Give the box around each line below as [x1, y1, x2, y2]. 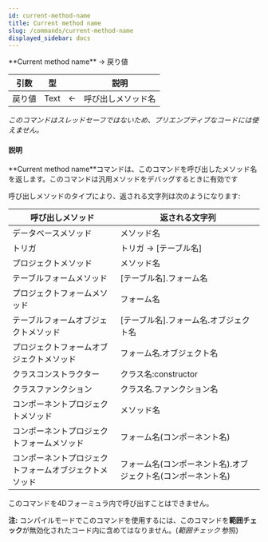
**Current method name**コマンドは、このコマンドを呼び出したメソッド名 [8, 165, 258, 174]
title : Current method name [8, 19, 102, 27]
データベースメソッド [12, 228, 93, 239]
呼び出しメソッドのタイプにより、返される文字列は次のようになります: [8, 191, 241, 201]
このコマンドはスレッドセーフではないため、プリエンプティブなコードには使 [8, 115, 259, 125]
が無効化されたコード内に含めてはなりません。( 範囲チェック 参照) [22, 525, 239, 536]
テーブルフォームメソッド [12, 273, 108, 284]
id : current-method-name [8, 11, 91, 20]
